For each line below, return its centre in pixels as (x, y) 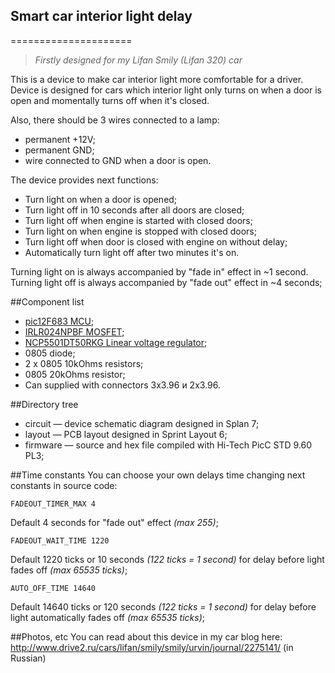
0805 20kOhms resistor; (75, 374)
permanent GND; (59, 150)
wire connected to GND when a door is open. (118, 160)
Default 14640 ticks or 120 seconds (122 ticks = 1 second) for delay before (163, 606)
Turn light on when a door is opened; (101, 199)
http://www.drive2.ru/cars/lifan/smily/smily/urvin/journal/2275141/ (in (152, 647)
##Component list (47, 301)
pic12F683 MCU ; (59, 321)
